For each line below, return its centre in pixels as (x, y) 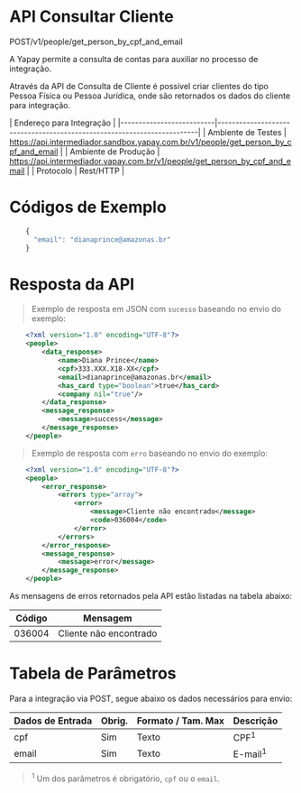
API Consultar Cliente (91, 17)
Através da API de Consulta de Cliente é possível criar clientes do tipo (139, 86)
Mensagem (107, 618)
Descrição (255, 721)
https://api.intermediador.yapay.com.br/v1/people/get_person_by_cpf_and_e (150, 161)
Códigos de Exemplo (88, 207)
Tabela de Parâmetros (93, 673)
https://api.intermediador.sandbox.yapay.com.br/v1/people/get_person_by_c (151, 142)
